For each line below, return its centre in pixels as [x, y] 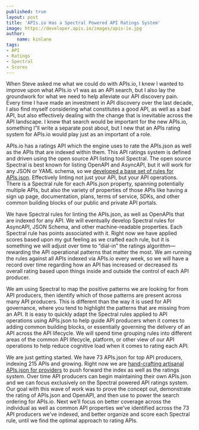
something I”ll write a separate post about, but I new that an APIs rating [93, 128]
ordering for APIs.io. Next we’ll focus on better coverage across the [89, 401]
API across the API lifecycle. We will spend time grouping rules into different [99, 333]
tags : [13, 45]
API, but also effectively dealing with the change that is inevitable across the [99, 115]
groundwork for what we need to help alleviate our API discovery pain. [92, 96]
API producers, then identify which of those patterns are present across [94, 296]
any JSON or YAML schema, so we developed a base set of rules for [90, 171]
